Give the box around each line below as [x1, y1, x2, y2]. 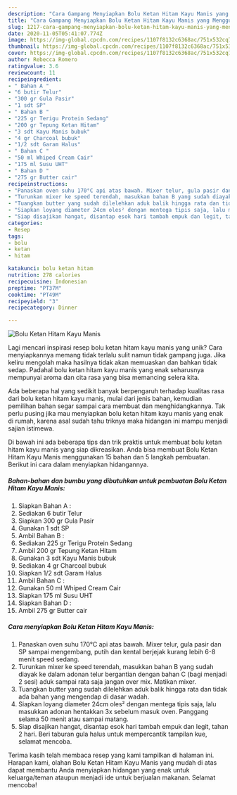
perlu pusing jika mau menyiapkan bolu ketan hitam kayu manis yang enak [8, 409, 224, 418]
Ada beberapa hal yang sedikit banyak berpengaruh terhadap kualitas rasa [8, 387, 224, 395]
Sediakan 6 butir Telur [18, 509, 83, 518]
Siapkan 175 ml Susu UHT [18, 592, 94, 600]
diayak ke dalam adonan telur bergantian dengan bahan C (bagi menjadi [18, 670, 227, 679]
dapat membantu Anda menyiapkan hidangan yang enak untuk [8, 766, 190, 775]
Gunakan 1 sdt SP [18, 524, 70, 533]
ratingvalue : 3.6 [8, 63, 59, 70]
